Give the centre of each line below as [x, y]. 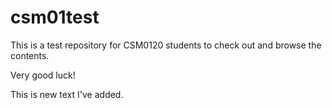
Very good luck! [43, 75]
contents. [30, 55]
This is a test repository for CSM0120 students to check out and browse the [166, 45]
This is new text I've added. [67, 94]
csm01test [55, 17]
